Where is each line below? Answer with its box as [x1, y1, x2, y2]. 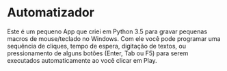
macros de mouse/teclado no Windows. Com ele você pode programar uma [7, 34, 221, 42]
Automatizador [7, 5, 94, 20]
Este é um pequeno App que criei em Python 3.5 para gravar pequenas [7, 27, 207, 35]
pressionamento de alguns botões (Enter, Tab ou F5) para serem [7, 49, 189, 57]
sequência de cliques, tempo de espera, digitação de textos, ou [7, 42, 187, 50]
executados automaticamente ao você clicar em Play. [7, 56, 157, 64]
